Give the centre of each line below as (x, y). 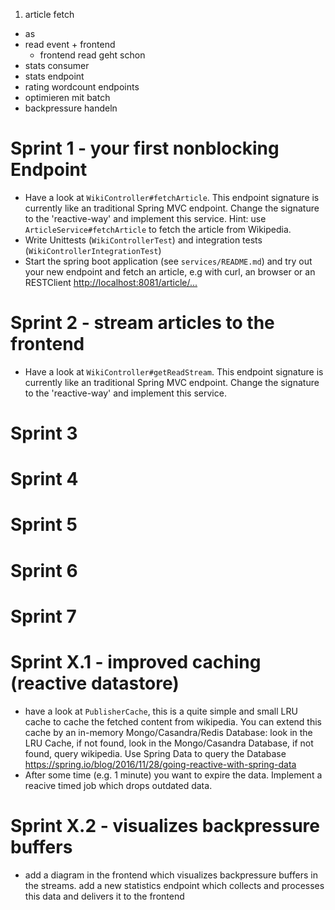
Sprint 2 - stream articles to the (142, 323)
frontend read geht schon (92, 55)
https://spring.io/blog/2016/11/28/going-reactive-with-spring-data (160, 764)
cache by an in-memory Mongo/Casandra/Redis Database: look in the (168, 732)
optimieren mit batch (67, 97)
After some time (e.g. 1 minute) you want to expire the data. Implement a (173, 775)
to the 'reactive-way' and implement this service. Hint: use (145, 218)
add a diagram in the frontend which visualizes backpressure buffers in (171, 875)
